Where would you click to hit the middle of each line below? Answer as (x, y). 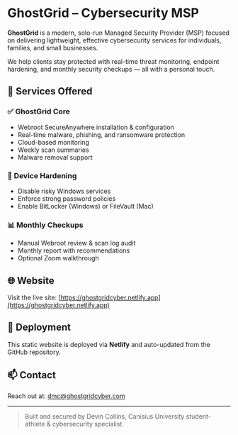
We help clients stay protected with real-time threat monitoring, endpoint (113, 61)
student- (198, 416)
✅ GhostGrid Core (39, 111)
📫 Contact (32, 375)
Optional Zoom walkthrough (58, 258)
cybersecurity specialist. (88, 424)
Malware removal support (55, 157)
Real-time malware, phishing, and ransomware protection (101, 134)
